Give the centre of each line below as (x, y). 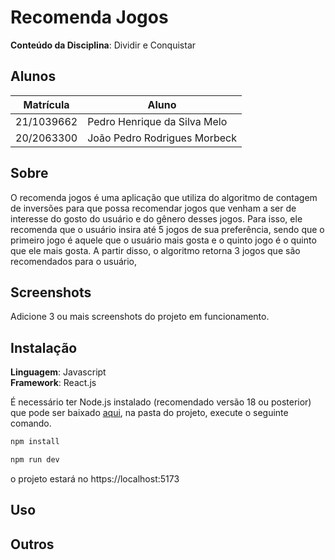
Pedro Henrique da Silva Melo (157, 121)
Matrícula (46, 104)
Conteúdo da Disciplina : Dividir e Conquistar (103, 45)
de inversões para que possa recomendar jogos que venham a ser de (153, 208)
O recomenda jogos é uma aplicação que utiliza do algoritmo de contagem (164, 197)
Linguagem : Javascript (58, 372)
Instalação (44, 347)
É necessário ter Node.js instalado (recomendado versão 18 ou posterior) (161, 402)
